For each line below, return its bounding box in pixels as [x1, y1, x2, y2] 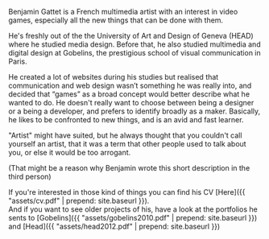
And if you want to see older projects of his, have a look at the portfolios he [8, 204, 258, 214]
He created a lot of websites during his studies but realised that [8, 72, 219, 81]
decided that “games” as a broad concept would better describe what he [8, 89, 250, 99]
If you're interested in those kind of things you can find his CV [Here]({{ [8, 187, 246, 196]
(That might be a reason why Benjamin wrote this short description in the [8, 163, 250, 172]
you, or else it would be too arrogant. [8, 148, 131, 157]
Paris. [8, 56, 28, 66]
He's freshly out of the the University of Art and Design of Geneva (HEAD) [8, 31, 254, 40]
